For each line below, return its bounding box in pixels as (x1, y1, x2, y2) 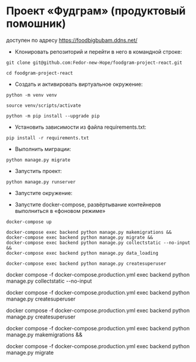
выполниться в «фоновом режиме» (14, 207, 106, 214)
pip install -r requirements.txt (6, 135, 89, 141)
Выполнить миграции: (14, 145, 71, 153)
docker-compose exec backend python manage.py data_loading (6, 250, 159, 256)
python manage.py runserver (6, 179, 76, 185)
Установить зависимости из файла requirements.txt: (14, 123, 147, 131)
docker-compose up (6, 219, 52, 225)
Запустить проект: (14, 167, 62, 174)
